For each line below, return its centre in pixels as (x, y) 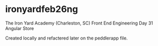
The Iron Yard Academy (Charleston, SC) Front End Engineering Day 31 (79, 23)
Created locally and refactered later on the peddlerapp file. (67, 38)
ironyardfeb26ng (42, 9)
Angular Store (20, 28)
